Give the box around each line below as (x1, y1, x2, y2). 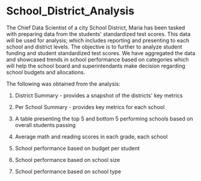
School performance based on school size (14, 156, 120, 163)
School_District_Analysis (6, 4, 135, 18)
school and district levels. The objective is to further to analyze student (6, 43, 182, 50)
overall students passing (14, 121, 76, 128)
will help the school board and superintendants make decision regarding (6, 62, 185, 70)
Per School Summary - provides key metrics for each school (14, 103, 165, 110)
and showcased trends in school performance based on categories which (6, 56, 189, 63)
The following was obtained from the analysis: (6, 80, 120, 88)
